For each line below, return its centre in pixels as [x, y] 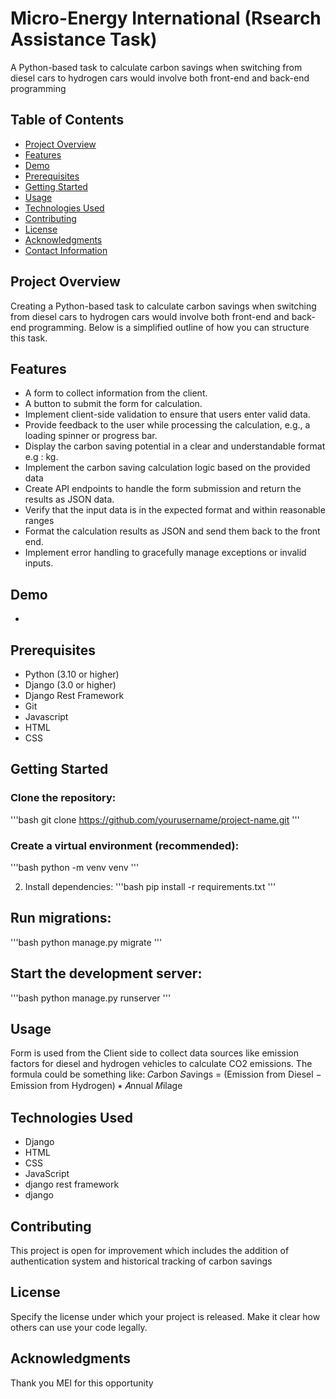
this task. [29, 338]
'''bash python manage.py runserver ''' [91, 998]
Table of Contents [67, 120]
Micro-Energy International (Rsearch [166, 18]
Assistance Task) [84, 39]
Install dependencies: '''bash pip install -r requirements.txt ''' [150, 886]
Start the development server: [106, 973]
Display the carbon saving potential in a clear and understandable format [175, 446]
